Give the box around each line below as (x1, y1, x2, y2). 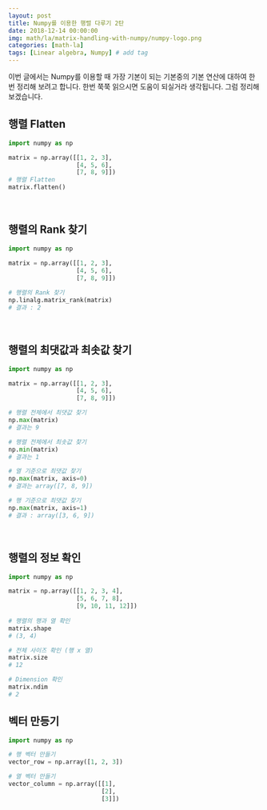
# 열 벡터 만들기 (8, 772, 56, 780)
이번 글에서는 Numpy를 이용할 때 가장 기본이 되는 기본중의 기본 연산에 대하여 (8, 72, 247, 81)
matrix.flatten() (8, 183, 66, 192)
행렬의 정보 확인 (8, 551, 82, 565)
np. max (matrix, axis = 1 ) (8, 504, 88, 512)
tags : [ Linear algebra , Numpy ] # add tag (8, 49, 149, 57)
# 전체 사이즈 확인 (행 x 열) (8, 646, 94, 654)
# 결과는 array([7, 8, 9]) (8, 482, 94, 490)
